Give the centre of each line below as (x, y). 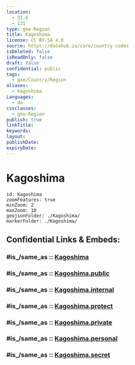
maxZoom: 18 (21, 210)
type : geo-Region (28, 29)
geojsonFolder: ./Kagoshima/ (43, 216)
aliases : (17, 86)
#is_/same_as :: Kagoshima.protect (60, 306)
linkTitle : (20, 126)
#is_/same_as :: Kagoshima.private (59, 322)
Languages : (20, 97)
